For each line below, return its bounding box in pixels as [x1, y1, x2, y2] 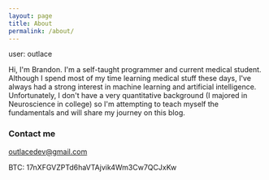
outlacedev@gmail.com [8, 147, 88, 156]
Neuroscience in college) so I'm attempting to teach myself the [8, 99, 219, 109]
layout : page [8, 11, 53, 20]
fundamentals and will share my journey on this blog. [8, 108, 185, 118]
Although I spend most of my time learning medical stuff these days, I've [8, 74, 252, 84]
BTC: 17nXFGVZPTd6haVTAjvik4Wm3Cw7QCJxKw [8, 162, 177, 172]
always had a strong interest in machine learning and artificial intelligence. [8, 82, 257, 92]
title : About [8, 19, 53, 28]
